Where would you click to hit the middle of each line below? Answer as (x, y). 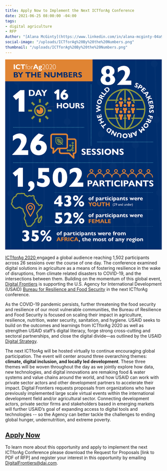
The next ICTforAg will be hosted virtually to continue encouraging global (80, 351)
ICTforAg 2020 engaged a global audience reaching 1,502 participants (77, 257)
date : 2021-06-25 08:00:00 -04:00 (41, 16)
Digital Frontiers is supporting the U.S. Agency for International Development (83, 284)
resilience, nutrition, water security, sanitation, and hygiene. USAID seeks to (83, 320)
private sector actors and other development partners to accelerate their (79, 382)
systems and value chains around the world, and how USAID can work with (82, 377)
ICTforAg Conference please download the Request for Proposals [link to (80, 453)
